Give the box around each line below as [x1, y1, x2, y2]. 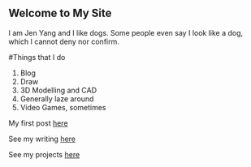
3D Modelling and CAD [19, 85, 97, 95]
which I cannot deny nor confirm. [8, 36, 119, 46]
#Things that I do [8, 52, 66, 62]
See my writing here [8, 134, 76, 143]
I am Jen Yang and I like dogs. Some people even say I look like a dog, [8, 28, 244, 37]
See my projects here [8, 149, 80, 159]
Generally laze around [19, 93, 94, 104]
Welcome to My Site [8, 6, 112, 20]
